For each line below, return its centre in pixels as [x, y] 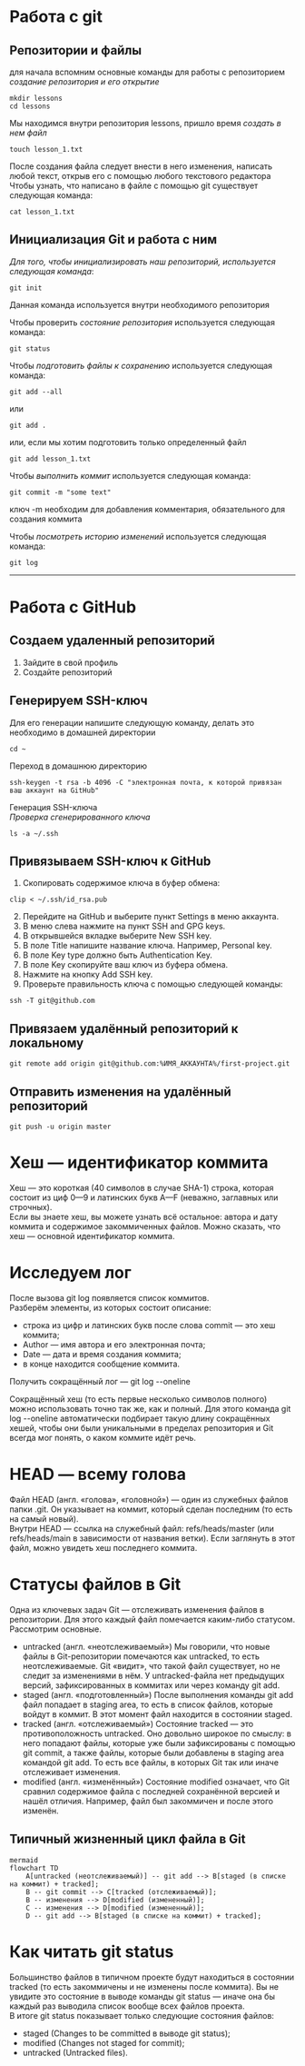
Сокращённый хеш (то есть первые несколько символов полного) [138, 1399]
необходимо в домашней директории [83, 732]
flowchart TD [34, 1868]
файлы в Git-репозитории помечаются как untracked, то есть [141, 1656]
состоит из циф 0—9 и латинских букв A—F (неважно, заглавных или [144, 1197]
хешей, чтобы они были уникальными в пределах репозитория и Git [142, 1427]
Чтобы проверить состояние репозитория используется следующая [142, 322]
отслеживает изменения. [71, 1772]
